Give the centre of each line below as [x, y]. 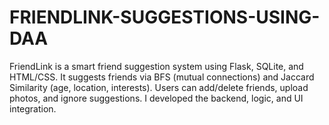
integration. [33, 108]
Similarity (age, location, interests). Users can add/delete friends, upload [159, 87]
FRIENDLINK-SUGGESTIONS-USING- [165, 17]
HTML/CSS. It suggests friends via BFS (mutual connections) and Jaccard [162, 77]
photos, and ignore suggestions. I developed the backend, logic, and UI [156, 98]
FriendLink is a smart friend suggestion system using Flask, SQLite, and [156, 66]
